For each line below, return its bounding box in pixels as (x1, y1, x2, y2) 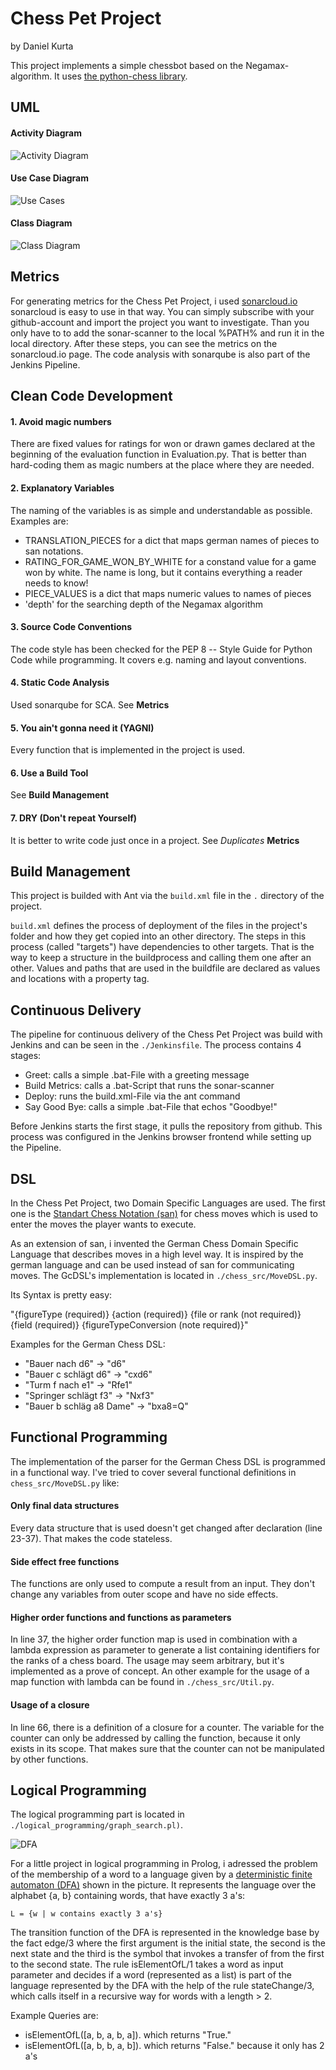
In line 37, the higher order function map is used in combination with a (10, 1633, 298, 1646)
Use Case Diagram (10, 172, 90, 184)
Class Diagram (10, 217, 73, 229)
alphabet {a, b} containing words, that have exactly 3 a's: (10, 1890, 246, 1902)
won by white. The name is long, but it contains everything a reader (24, 566, 303, 578)
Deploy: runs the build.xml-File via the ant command (24, 1090, 241, 1102)
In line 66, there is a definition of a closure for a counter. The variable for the (10, 1721, 325, 1733)
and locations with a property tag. (10, 973, 150, 985)
